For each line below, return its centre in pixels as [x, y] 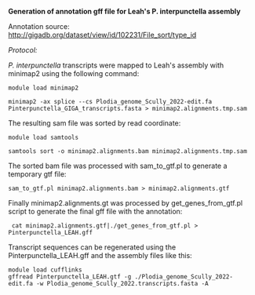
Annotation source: [39, 26]
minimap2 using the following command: [74, 73]
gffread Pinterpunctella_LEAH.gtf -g [70, 277]
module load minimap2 [44, 88]
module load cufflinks [45, 270]
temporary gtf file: [37, 174]
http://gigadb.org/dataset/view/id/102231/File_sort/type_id [102, 35]
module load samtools [44, 137]
